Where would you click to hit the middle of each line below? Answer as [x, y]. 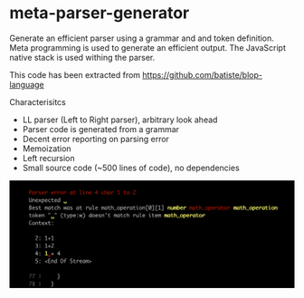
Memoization [47, 149]
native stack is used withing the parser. [82, 57]
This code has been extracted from [75, 74]
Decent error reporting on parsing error [96, 139]
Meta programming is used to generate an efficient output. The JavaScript [148, 47]
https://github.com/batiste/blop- [202, 74]
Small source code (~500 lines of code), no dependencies [131, 168]
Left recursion [48, 158]
